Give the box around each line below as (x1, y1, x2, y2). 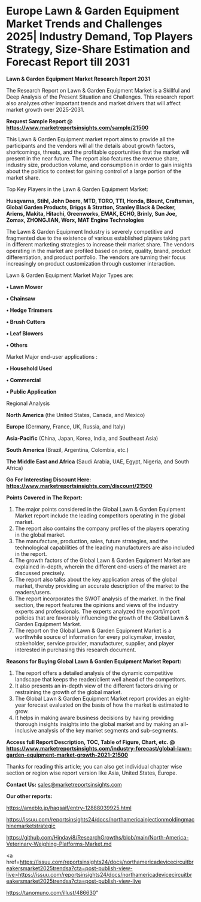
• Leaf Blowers (6, 329, 44, 337)
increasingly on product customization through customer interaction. (6, 260, 175, 267)
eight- (175, 695, 191, 702)
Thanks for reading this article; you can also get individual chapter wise (6, 763, 182, 770)
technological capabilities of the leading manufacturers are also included (14, 544, 194, 551)
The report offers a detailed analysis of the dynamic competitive (14, 669, 173, 677)
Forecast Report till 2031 (6, 55, 130, 69)
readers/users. (14, 588, 51, 596)
